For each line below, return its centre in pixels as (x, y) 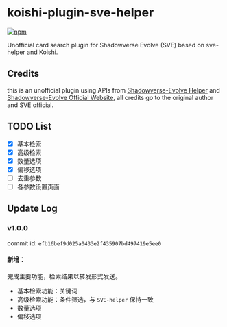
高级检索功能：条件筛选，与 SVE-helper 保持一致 (85, 299)
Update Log (33, 209)
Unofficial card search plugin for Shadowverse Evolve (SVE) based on (106, 45)
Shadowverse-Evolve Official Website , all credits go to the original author (110, 97)
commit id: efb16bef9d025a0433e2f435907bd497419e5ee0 (84, 243)
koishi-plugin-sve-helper (81, 13)
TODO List (29, 126)
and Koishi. (42, 52)
